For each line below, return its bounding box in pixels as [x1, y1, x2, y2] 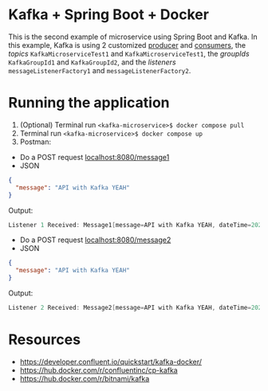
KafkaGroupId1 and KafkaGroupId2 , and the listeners [8, 57, 177, 67]
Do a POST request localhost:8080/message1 [19, 152, 170, 162]
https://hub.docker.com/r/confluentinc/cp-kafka [19, 365, 178, 375]
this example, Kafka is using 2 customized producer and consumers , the [8, 40, 246, 49]
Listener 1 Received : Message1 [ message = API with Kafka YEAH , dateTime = [8, 221, 251, 229]
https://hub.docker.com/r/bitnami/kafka [19, 373, 150, 383]
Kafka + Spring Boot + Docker [8, 6, 210, 24]
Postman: [19, 137, 52, 147]
